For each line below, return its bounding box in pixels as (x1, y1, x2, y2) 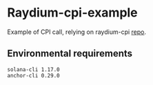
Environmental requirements (7, 48, 133, 59)
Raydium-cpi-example (7, 5, 138, 21)
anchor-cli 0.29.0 (7, 72, 60, 79)
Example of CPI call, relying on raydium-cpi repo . (7, 28, 147, 36)
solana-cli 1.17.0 (7, 66, 60, 73)
